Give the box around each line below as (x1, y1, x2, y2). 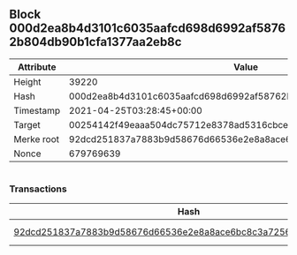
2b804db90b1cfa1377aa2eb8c (9, 34, 182, 49)
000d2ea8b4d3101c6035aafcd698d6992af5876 (9, 21, 286, 36)
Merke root (13, 132, 60, 145)
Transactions (9, 183, 68, 195)
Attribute (17, 61, 57, 73)
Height (13, 75, 42, 87)
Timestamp (13, 104, 61, 116)
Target (13, 118, 42, 131)
